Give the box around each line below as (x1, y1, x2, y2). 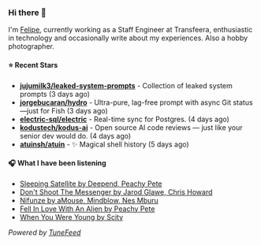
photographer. (8, 42, 55, 51)
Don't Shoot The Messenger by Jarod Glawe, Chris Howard (19, 187, 213, 196)
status (232, 98, 254, 107)
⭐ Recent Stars (8, 60, 58, 69)
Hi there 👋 (8, 7, 47, 18)
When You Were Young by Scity (19, 212, 124, 221)
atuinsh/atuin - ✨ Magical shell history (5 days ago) (19, 139, 189, 149)
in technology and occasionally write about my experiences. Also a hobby (8, 33, 248, 43)
